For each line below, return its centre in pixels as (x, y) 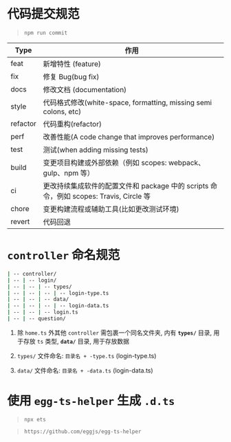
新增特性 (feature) (72, 64)
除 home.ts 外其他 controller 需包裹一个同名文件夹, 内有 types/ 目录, (114, 332)
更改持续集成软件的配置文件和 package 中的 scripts (126, 186)
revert (20, 221)
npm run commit (46, 33)
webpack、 (187, 162)
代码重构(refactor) (72, 124)
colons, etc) (62, 111)
